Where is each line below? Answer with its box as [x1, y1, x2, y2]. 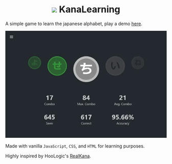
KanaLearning [58, 4, 120, 15]
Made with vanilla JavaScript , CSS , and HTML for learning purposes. [5, 142, 145, 149]
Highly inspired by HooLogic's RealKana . [5, 153, 91, 159]
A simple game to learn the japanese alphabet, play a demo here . [5, 20, 142, 27]
